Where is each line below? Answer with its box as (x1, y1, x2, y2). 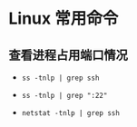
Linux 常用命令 (8, 8, 119, 29)
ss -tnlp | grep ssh (21, 73, 100, 83)
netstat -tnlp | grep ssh (21, 109, 120, 118)
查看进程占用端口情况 (8, 47, 128, 63)
